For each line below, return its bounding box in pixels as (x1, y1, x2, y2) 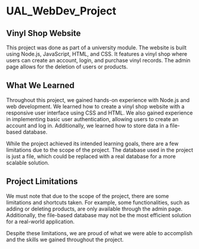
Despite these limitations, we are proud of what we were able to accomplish (6, 229, 193, 236)
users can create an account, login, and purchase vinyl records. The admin (6, 57, 191, 64)
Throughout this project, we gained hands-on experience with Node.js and (6, 96, 190, 103)
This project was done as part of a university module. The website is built (6, 44, 187, 51)
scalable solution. (6, 159, 50, 166)
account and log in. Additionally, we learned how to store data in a (6, 122, 169, 129)
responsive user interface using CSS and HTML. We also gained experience (6, 109, 193, 116)
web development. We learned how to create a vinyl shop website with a (6, 103, 185, 110)
